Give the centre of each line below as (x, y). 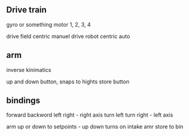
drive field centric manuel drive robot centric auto (68, 36)
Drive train (27, 10)
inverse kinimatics (29, 70)
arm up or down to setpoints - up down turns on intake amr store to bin (95, 127)
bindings (23, 101)
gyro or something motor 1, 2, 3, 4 (48, 24)
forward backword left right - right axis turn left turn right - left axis (90, 115)
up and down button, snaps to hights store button (68, 82)
